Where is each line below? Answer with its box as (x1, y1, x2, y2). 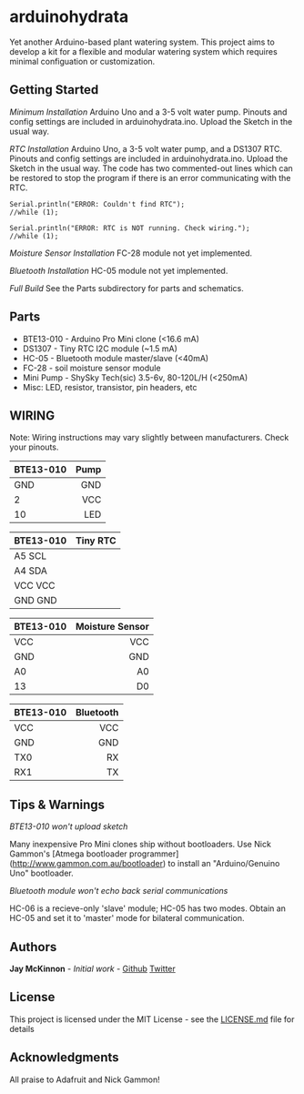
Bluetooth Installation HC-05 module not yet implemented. (9, 265, 228, 276)
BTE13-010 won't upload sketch (9, 821, 128, 832)
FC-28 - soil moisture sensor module (22, 362, 161, 373)
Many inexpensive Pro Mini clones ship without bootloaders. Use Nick (9, 839, 271, 850)
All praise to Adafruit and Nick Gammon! (9, 1074, 161, 1085)
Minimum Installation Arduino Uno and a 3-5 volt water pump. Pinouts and (9, 106, 288, 117)
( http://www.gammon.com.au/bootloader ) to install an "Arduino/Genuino (9, 858, 280, 869)
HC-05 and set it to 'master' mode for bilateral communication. (9, 913, 245, 924)
